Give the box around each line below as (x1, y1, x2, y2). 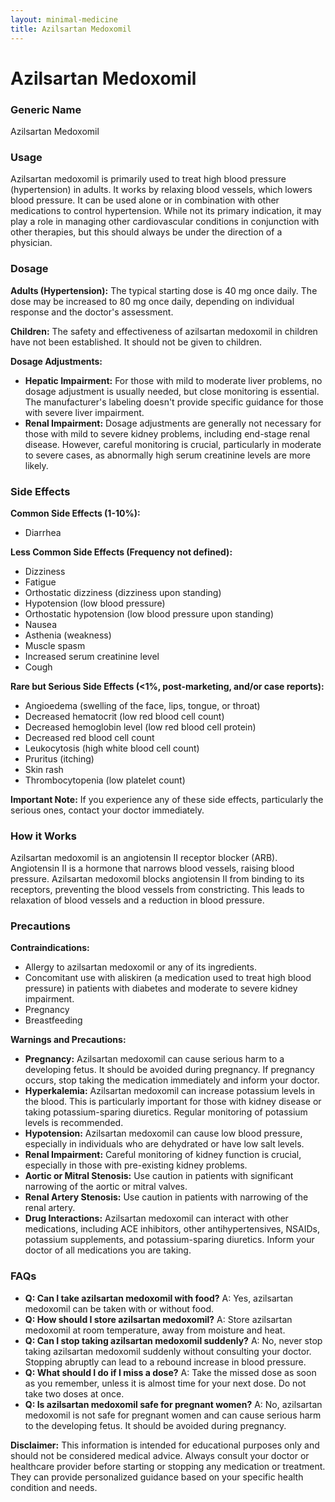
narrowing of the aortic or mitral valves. (24, 1181, 188, 1193)
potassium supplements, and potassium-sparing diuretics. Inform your (24, 1234, 315, 1246)
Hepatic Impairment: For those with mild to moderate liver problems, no (24, 374, 323, 386)
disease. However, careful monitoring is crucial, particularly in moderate (24, 438, 322, 450)
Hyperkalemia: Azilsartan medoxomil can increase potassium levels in (24, 1085, 316, 1097)
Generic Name (10, 102, 82, 116)
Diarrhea (24, 526, 62, 538)
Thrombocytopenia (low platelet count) (24, 774, 186, 786)
